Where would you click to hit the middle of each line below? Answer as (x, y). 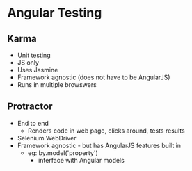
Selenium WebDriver (47, 138)
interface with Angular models (81, 160)
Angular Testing (55, 13)
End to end (33, 123)
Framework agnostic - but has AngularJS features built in (99, 145)
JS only (28, 63)
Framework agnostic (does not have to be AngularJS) (94, 77)
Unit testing (34, 55)
